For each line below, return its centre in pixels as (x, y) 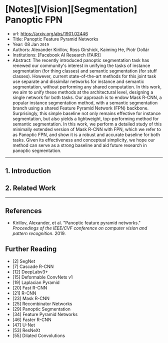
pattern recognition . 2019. (39, 233)
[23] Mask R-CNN (31, 298)
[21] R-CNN (24, 293)
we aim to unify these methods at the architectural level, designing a (83, 92)
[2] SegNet (24, 261)
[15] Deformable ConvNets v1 (42, 277)
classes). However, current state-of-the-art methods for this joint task (84, 76)
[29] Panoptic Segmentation (41, 309)
